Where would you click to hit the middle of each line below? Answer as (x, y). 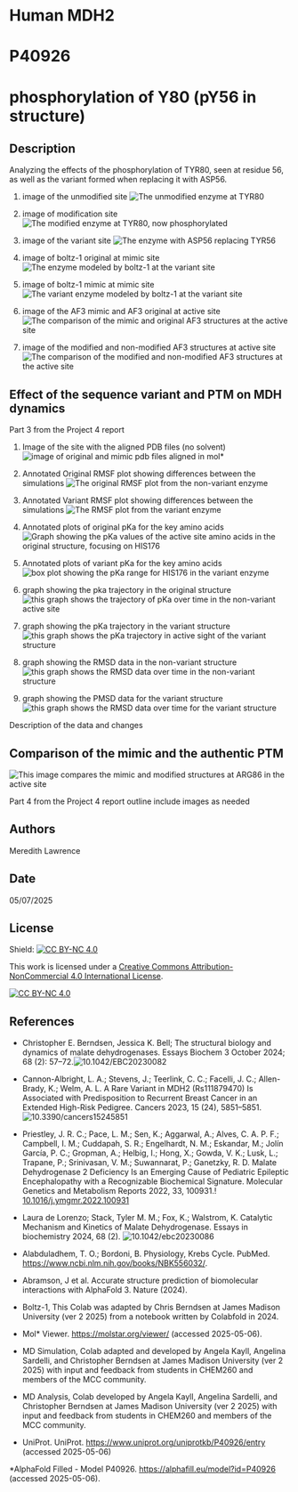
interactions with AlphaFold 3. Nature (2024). (105, 1290)
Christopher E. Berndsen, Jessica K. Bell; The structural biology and (146, 1043)
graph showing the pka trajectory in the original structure (126, 590)
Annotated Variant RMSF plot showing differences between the (137, 500)
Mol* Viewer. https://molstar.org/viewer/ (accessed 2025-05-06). (142, 1334)
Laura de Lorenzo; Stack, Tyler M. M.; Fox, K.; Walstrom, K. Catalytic (147, 1218)
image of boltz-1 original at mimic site (91, 258)
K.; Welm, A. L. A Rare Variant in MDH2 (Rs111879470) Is (150, 1089)
